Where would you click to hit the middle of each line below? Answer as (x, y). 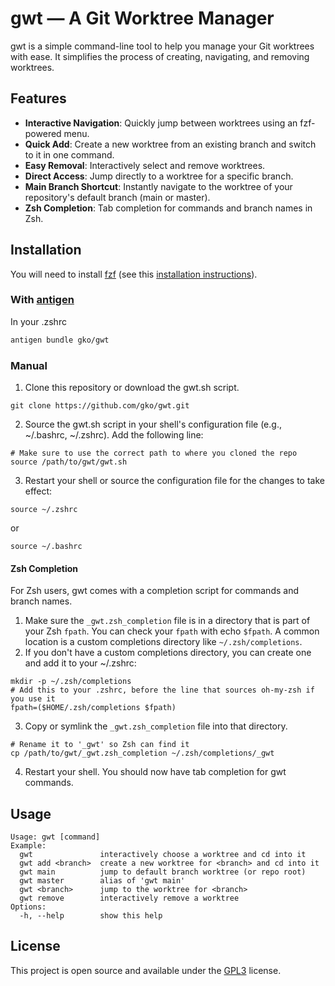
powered (43, 133)
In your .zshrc (38, 321)
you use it (33, 699)
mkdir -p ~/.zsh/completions (71, 682)
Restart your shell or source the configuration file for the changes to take (174, 481)
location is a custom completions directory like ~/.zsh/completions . (163, 642)
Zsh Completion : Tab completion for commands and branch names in (168, 208)
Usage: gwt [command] (55, 837)
